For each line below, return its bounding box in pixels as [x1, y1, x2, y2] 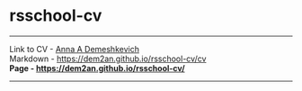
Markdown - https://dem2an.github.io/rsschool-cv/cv [9, 53, 207, 64]
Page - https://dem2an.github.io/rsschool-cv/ [9, 62, 186, 73]
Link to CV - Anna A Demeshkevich [9, 43, 139, 54]
